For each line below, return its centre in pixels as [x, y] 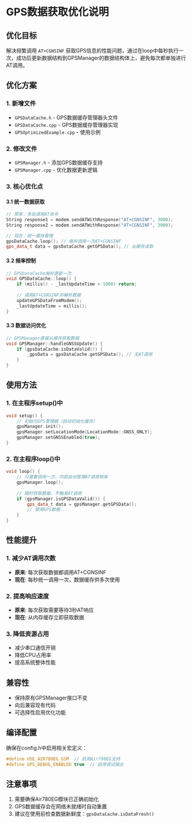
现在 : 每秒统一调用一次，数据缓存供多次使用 [67, 579]
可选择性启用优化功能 [40, 712]
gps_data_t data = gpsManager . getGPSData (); [82, 504]
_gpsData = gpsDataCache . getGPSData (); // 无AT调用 [90, 355]
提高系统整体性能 [35, 663]
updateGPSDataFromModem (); [49, 300]
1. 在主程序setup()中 [34, 403]
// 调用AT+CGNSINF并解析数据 [49, 295]
